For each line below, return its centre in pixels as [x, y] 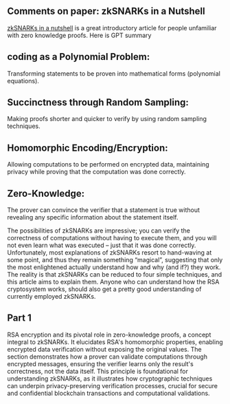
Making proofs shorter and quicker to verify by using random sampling [107, 119]
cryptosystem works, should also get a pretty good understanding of [104, 289]
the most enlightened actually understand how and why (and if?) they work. [114, 267]
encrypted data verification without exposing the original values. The [104, 349]
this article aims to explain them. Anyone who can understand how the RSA [113, 282]
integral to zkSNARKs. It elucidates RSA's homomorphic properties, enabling [115, 342]
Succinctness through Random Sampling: [98, 103]
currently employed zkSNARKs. [51, 297]
